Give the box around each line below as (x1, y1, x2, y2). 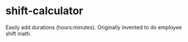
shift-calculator (5, 4, 84, 18)
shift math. (5, 30, 32, 37)
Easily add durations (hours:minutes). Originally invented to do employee (5, 24, 182, 31)
